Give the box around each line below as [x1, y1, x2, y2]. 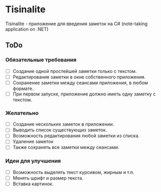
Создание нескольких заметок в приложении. [12, 121, 114, 127]
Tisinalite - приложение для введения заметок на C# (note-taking [5, 21, 148, 27]
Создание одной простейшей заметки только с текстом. [12, 68, 137, 74]
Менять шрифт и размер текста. [12, 175, 84, 181]
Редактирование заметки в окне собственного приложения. [12, 73, 146, 80]
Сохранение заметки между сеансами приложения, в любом [12, 80, 148, 86]
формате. [12, 85, 34, 91]
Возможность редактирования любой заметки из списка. [12, 132, 140, 139]
